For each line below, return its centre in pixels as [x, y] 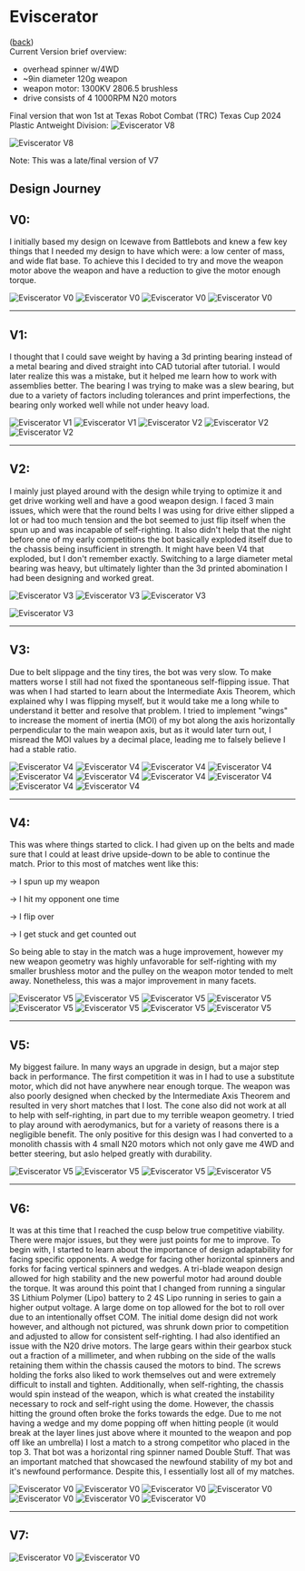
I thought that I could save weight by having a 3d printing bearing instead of [151, 357]
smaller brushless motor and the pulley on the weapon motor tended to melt [151, 971]
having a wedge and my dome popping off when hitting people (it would [144, 1423]
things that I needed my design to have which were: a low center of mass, [148, 251]
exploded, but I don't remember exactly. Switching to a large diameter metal [151, 558]
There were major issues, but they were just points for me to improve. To [145, 1240]
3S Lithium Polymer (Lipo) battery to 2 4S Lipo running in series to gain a [146, 1298]
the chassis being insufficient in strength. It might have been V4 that [137, 549]
